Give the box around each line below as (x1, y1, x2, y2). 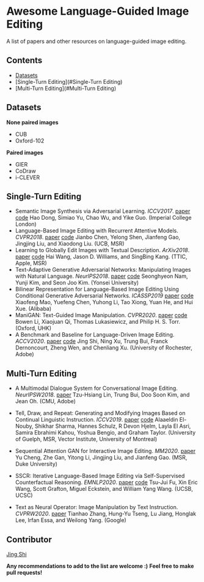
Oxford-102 (15, 136, 45, 144)
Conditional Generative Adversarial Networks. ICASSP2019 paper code (15, 292, 194, 299)
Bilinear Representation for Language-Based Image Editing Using (15, 286, 179, 293)
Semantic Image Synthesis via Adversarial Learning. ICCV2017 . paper (15, 207, 191, 215)
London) (15, 220, 37, 228)
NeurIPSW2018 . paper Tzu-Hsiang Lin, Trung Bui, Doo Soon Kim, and (15, 391, 190, 398)
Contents (6, 55, 43, 65)
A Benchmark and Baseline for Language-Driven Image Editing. (15, 331, 175, 338)
